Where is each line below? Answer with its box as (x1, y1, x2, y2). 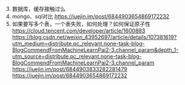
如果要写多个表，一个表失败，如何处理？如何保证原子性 (12, 20, 150, 27)
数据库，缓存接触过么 (12, 5, 66, 12)
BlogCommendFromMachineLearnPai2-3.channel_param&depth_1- (12, 46, 179, 53)
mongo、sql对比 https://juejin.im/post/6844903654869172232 (12, 13, 170, 20)
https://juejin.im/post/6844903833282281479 (12, 66, 127, 72)
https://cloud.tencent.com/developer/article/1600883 (12, 27, 146, 34)
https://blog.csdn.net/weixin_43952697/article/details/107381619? (12, 34, 177, 40)
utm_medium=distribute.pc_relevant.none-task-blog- (12, 40, 145, 47)
